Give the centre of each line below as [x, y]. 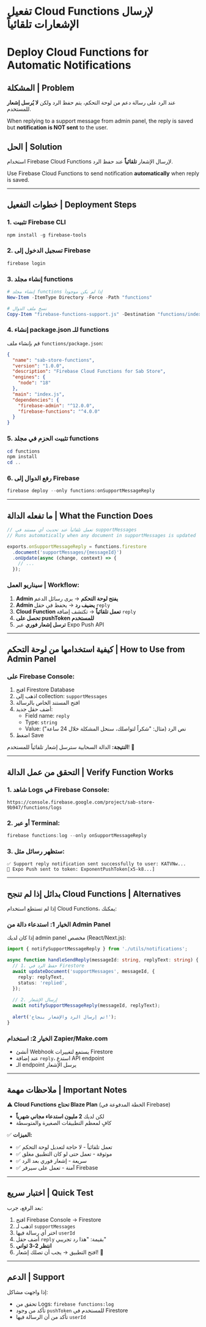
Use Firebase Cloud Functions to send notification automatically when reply [103, 173]
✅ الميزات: [20, 1135]
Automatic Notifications [69, 65]
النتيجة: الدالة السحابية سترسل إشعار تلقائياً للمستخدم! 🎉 [71, 747]
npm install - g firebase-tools [47, 235]
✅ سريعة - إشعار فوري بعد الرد [51, 1160]
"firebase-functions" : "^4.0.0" [59, 412]
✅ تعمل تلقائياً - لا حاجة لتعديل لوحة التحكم [64, 1147]
